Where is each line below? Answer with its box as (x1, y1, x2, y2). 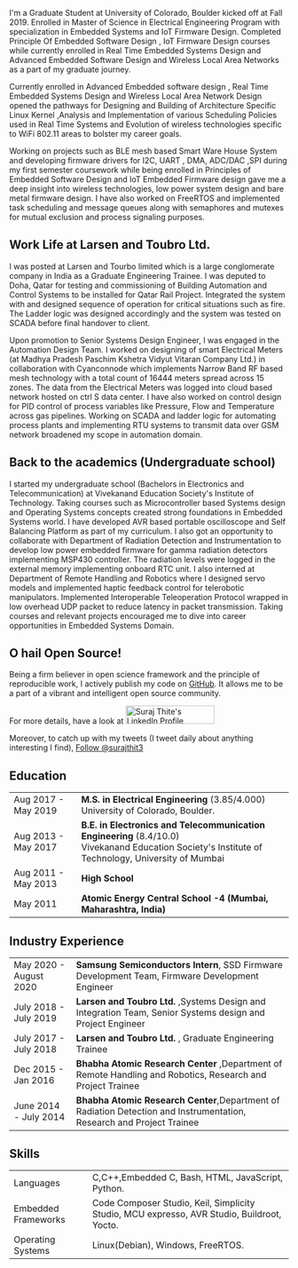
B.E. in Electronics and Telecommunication (81, 819, 266, 831)
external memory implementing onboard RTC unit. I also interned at (9, 563, 255, 574)
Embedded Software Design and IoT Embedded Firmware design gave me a (9, 174, 286, 185)
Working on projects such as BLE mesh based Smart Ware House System (9, 146, 278, 156)
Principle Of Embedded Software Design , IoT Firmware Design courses (9, 36, 271, 46)
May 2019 (13, 804, 58, 817)
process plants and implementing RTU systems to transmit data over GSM (9, 419, 279, 430)
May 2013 (13, 878, 58, 891)
